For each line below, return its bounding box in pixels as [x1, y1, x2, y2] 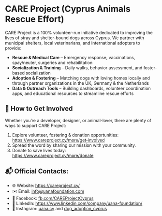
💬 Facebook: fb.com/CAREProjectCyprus [12, 195, 94, 201]
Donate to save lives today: [12, 147, 66, 153]
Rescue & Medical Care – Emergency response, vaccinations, [12, 54, 135, 60]
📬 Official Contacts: [5, 167, 69, 175]
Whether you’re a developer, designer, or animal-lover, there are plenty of [5, 117, 151, 123]
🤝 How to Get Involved [5, 105, 73, 113]
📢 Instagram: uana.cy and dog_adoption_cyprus [12, 205, 107, 211]
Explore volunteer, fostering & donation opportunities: [12, 132, 119, 138]
